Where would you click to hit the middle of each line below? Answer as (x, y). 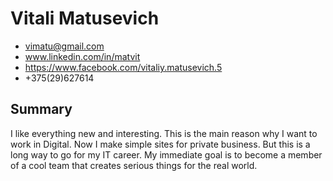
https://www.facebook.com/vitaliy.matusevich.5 (123, 67)
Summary (41, 109)
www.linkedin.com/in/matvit (82, 56)
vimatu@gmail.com (64, 46)
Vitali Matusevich (85, 18)
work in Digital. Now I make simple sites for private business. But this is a (160, 144)
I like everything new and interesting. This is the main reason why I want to (164, 133)
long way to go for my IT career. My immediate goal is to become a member (166, 154)
